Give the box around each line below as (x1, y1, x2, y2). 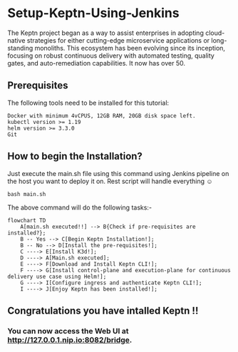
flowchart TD (7, 217, 46, 224)
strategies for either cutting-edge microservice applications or (26, 36, 210, 44)
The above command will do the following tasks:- (7, 203, 152, 212)
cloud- (205, 29, 225, 37)
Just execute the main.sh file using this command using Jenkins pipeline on (7, 169, 229, 177)
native (7, 36, 26, 44)
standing (7, 43, 33, 52)
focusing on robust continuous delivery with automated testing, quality (7, 51, 215, 60)
